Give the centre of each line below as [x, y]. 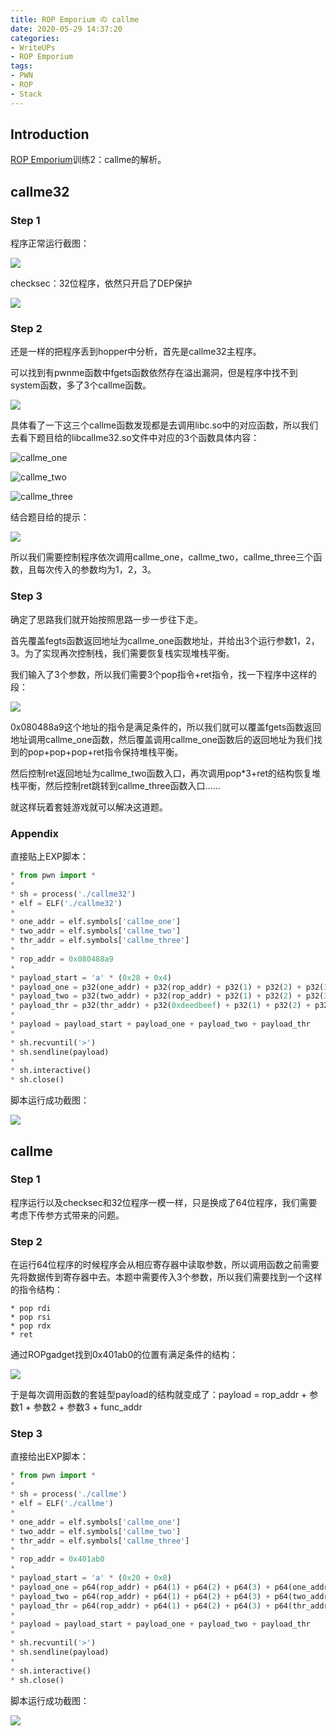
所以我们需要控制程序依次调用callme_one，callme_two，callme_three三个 [162, 557]
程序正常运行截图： [50, 243]
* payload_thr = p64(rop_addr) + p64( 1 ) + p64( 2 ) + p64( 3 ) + [140, 1606]
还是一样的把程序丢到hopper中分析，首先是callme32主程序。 [136, 352]
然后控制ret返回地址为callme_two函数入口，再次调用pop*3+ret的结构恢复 [161, 773]
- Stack [26, 94]
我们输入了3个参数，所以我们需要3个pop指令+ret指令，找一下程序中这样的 [163, 674]
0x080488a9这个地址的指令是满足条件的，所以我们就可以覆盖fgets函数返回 [166, 727]
